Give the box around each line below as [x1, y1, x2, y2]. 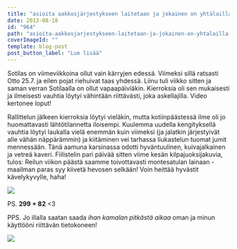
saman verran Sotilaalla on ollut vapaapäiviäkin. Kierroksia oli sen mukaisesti [7, 84, 230, 92]
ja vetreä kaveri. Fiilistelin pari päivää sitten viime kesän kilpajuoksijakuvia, [7, 150, 224, 159]
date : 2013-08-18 [7, 17, 59, 24]
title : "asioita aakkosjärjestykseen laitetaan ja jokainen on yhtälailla [7, 10, 232, 18]
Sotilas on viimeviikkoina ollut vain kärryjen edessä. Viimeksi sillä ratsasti [7, 68, 219, 78]
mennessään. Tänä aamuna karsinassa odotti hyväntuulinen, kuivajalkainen [7, 142, 226, 151]
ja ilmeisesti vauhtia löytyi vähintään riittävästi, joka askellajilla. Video [7, 91, 207, 99]
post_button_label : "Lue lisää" [7, 50, 102, 57]
